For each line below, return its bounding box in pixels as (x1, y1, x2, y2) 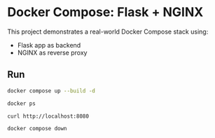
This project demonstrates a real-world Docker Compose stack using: (7, 27, 209, 36)
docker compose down (7, 125, 68, 132)
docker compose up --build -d (7, 87, 96, 95)
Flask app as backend (17, 41, 81, 49)
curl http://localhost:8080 (7, 113, 90, 120)
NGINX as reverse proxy (17, 48, 88, 57)
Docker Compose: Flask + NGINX (7, 4, 204, 20)
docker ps (7, 99, 36, 107)
